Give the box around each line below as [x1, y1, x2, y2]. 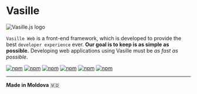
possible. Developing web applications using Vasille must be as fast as [6, 47, 179, 54]
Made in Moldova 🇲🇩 [6, 81, 60, 88]
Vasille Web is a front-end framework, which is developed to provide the [6, 34, 182, 41]
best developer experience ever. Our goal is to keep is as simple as [6, 41, 169, 48]
